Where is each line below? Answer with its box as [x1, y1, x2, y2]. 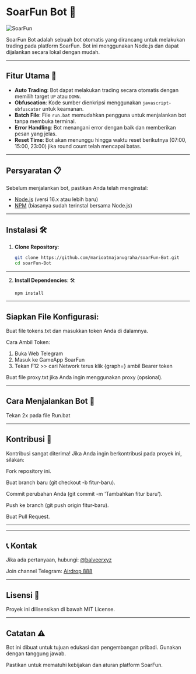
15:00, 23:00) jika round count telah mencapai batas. [14, 142, 142, 149]
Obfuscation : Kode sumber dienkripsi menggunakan [14, 99, 142, 106]
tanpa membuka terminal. [14, 117, 76, 125]
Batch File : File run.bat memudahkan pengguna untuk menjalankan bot [14, 111, 187, 118]
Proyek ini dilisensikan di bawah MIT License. [6, 606, 116, 613]
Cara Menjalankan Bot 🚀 [6, 396, 95, 406]
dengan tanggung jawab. [6, 650, 66, 657]
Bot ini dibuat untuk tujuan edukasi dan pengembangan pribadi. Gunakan [6, 644, 181, 651]
